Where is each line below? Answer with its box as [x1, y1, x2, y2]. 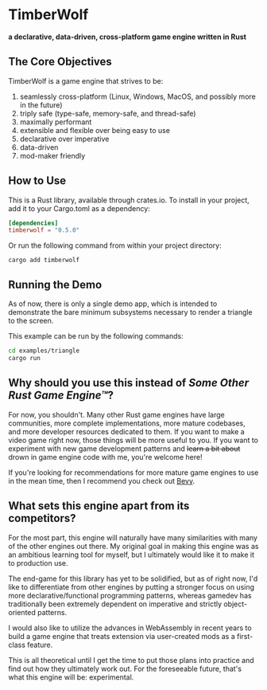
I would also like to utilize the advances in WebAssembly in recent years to [8, 623, 252, 633]
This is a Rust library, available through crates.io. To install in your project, [8, 195, 250, 205]
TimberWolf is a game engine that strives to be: [8, 76, 164, 85]
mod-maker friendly [19, 151, 86, 160]
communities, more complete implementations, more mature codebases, [8, 418, 246, 428]
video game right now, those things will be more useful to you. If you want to [8, 435, 258, 445]
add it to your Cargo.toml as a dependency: [8, 203, 151, 213]
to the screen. [8, 316, 54, 326]
